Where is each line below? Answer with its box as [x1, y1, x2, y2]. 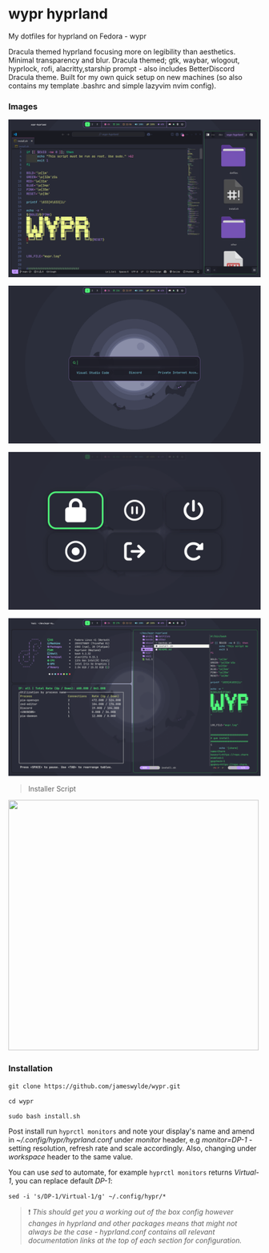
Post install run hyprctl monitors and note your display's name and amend [8, 1126, 255, 1136]
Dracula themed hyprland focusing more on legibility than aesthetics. [8, 46, 236, 56]
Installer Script [27, 784, 76, 794]
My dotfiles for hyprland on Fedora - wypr [8, 31, 147, 41]
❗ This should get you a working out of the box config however [27, 1207, 234, 1216]
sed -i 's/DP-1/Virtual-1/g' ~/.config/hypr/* [8, 1192, 167, 1200]
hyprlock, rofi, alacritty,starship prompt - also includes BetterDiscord [8, 63, 235, 73]
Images [8, 101, 38, 112]
